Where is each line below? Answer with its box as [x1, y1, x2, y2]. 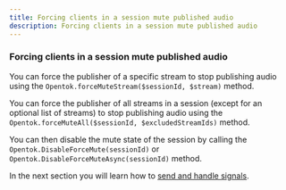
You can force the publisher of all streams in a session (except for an [9, 97, 263, 108]
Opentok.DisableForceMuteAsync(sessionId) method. [9, 153, 203, 163]
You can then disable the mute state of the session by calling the [9, 134, 248, 145]
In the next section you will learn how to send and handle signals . [9, 170, 249, 181]
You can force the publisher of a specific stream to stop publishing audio [9, 70, 277, 81]
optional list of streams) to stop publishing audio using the [9, 107, 223, 118]
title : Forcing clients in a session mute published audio [9, 12, 234, 22]
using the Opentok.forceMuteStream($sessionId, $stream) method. [9, 80, 255, 91]
